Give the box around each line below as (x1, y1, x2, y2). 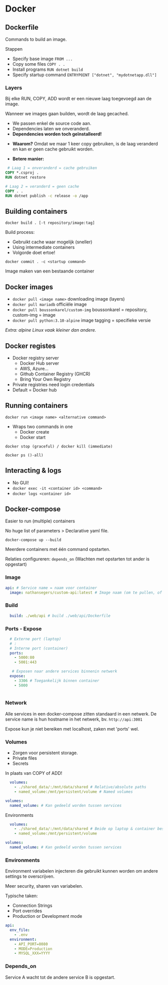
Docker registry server (12, 355, 59, 361)
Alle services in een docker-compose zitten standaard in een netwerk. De (5, 711, 156, 717)
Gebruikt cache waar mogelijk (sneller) (12, 239, 92, 245)
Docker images (5, 283, 53, 291)
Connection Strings (12, 903, 52, 909)
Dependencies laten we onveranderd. (12, 126, 90, 132)
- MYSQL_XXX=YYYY (14, 951, 50, 956)
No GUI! (12, 480, 29, 486)
